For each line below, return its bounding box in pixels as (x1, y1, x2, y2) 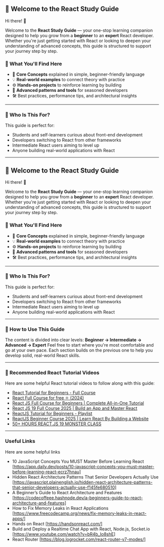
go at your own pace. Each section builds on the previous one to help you (5, 348, 153, 353)
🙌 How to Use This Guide (5, 326, 65, 332)
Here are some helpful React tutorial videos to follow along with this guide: (5, 380, 155, 386)
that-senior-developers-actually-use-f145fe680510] (12, 484, 117, 490)
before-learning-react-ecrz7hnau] (12, 469, 82, 475)
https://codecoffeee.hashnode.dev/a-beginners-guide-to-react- (14, 495, 143, 501)
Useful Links (5, 438, 36, 445)
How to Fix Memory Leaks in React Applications (12, 505, 109, 511)
